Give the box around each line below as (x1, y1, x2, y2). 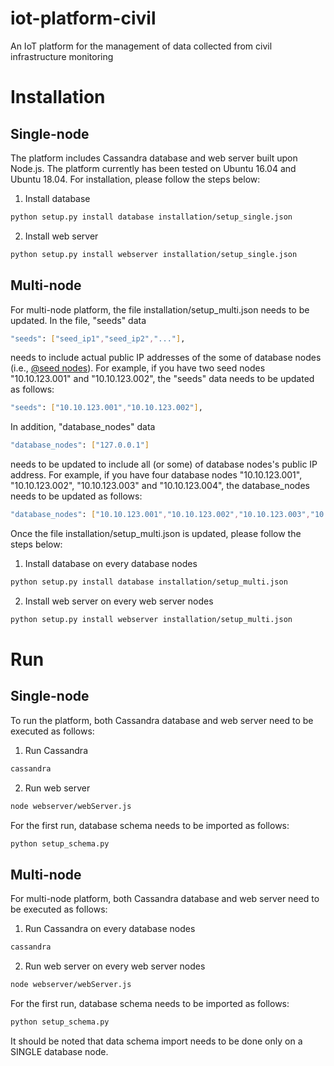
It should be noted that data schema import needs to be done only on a (10, 1035, 303, 1047)
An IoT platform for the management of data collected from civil (10, 40, 273, 52)
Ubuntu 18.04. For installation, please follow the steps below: (10, 173, 261, 185)
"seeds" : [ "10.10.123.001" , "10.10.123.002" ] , (10, 403, 203, 413)
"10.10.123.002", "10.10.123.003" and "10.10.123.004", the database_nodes (10, 480, 310, 492)
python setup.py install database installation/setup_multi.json (10, 577, 288, 587)
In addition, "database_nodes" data (10, 421, 156, 433)
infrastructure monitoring (10, 50, 114, 62)
